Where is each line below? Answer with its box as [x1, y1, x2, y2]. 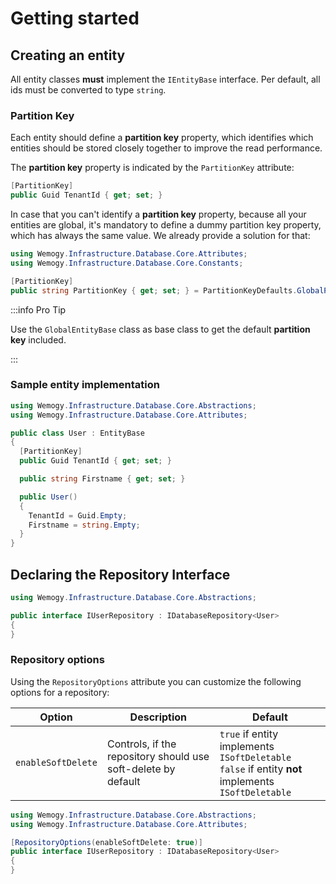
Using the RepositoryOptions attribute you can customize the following [10, 675, 302, 687]
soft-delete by [106, 762, 176, 776]
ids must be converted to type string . [10, 84, 167, 96]
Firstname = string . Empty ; [28, 520, 141, 530]
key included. [10, 333, 67, 346]
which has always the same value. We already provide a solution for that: [10, 230, 311, 242]
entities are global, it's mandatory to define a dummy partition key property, [10, 219, 322, 231]
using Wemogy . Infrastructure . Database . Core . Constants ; [10, 258, 244, 268]
